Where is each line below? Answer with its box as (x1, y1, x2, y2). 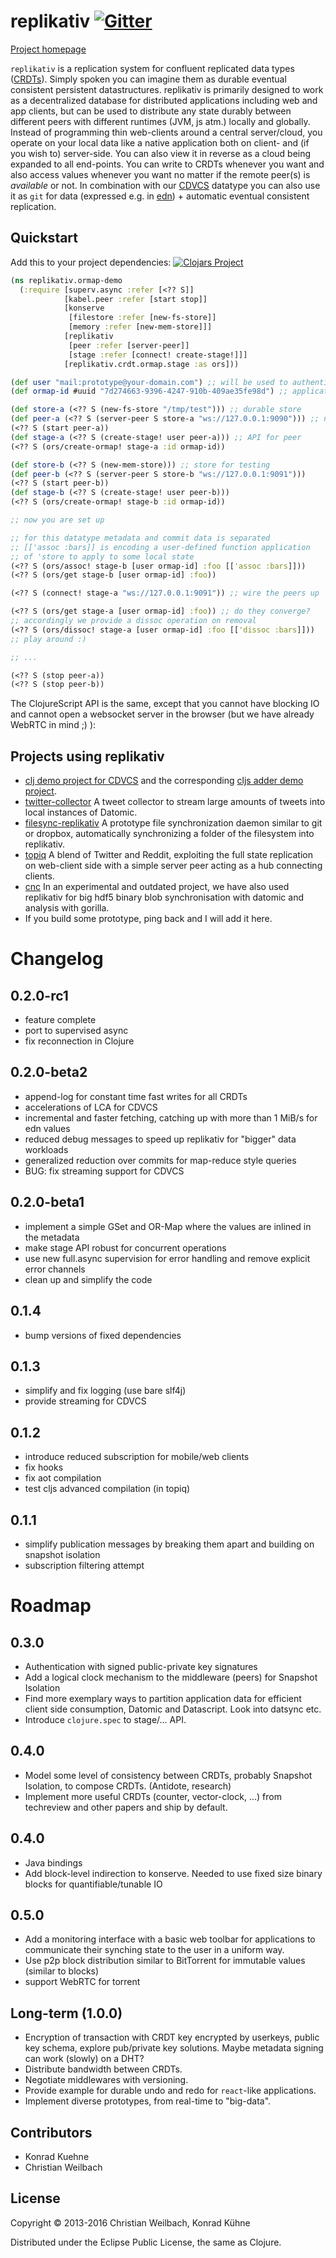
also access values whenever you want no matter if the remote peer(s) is (10, 168, 311, 180)
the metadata (24, 1231, 80, 1243)
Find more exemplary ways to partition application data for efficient (24, 1692, 302, 1704)
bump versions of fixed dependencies (24, 1329, 182, 1341)
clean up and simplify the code (24, 1273, 153, 1285)
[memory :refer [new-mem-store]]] (68, 322, 213, 332)
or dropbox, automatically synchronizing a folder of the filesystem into (24, 828, 315, 840)
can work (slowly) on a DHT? (24, 2053, 145, 2065)
